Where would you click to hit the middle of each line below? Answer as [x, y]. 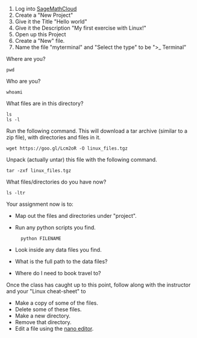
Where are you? [26, 59]
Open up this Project [40, 34]
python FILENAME [41, 238]
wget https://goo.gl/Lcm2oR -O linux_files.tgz [67, 148]
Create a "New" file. [40, 41]
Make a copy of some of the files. [56, 303]
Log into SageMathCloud [46, 9]
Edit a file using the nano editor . [54, 329]
